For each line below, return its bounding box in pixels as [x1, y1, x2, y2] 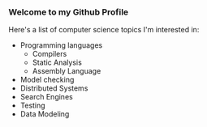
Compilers [32, 49, 67, 59]
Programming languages [19, 40, 103, 50]
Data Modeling [19, 109, 70, 119]
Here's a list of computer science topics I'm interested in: [8, 25, 200, 35]
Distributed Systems [19, 83, 88, 93]
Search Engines [19, 92, 73, 102]
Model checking [19, 75, 75, 85]
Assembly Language [32, 66, 101, 76]
